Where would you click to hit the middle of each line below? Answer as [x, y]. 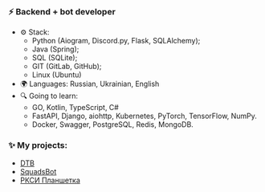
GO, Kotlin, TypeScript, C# [75, 108]
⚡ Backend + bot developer [62, 11]
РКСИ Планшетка [50, 180]
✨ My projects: [38, 145]
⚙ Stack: [35, 32]
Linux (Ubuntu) [57, 75]
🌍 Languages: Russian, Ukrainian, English [90, 84]
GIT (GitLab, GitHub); [67, 67]
